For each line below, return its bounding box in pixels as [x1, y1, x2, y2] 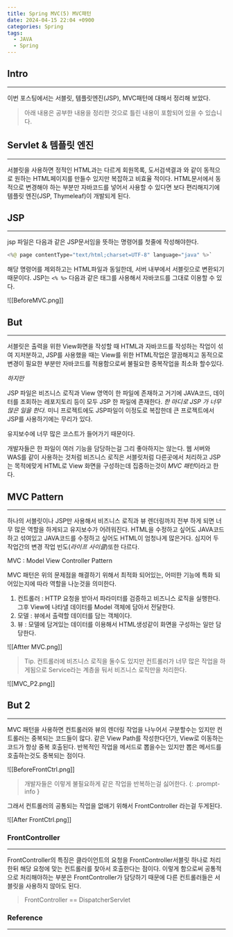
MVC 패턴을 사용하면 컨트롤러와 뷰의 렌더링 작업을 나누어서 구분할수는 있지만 [7, 725, 216, 733]
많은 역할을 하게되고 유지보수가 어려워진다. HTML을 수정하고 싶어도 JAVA [14, 525, 214, 534]
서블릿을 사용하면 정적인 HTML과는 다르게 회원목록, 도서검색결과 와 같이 [7, 166, 202, 174]
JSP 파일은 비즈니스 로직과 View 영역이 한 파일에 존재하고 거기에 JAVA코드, [7, 389, 212, 397]
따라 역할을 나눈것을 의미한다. [37, 579, 116, 588]
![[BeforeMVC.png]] [7, 296, 64, 305]
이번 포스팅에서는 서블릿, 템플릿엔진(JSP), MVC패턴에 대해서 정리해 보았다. [7, 94, 211, 102]
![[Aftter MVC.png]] [7, 642, 62, 651]
